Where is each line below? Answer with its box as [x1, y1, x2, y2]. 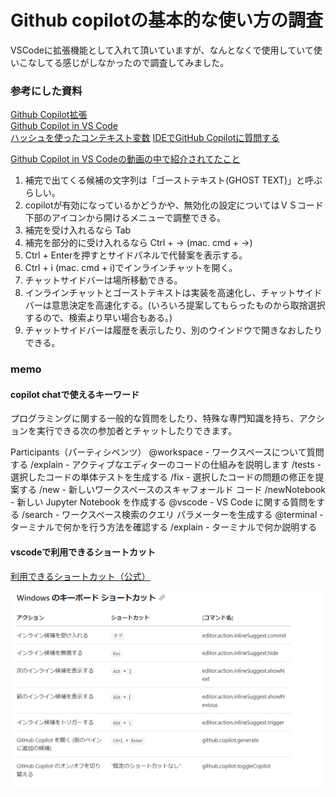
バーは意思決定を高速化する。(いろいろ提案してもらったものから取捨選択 [24, 299, 326, 311]
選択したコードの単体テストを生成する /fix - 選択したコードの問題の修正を [10, 471, 316, 483]
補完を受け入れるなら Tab [24, 224, 132, 236]
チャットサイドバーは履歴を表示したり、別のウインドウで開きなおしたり [24, 324, 323, 336]
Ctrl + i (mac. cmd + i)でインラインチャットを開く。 [24, 262, 238, 274]
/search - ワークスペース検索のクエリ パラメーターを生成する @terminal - [21, 509, 324, 521]
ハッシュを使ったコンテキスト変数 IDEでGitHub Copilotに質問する [10, 132, 280, 144]
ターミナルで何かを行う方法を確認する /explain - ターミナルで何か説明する [10, 521, 318, 533]
